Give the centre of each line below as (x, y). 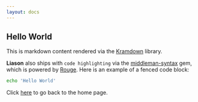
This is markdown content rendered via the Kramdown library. (84, 51)
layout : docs (23, 12)
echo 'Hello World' (31, 81)
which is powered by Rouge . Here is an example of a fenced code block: (98, 70)
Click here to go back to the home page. (57, 93)
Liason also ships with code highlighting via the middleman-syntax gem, (99, 63)
